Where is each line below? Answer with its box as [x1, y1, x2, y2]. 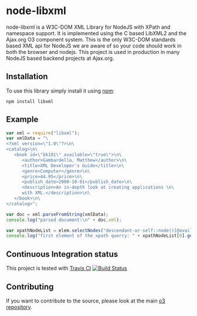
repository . [6, 303, 32, 310]
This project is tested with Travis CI [6, 265, 91, 272]
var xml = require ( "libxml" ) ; [6, 130, 80, 136]
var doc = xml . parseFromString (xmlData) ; [6, 211, 109, 218]
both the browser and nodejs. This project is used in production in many [6, 48, 180, 55]
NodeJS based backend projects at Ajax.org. [6, 55, 114, 62]
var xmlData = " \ [6, 135, 49, 141]
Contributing [6, 281, 54, 291]
